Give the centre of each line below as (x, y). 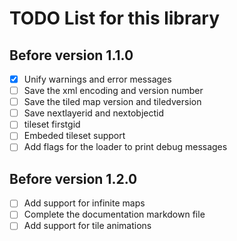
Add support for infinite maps (84, 203)
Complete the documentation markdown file (114, 214)
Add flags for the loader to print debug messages (125, 147)
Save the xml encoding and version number (113, 91)
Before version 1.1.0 (71, 55)
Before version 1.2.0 (73, 178)
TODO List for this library (114, 18)
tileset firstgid (52, 124)
